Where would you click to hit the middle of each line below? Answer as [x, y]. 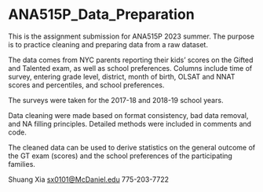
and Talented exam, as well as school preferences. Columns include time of [130, 68]
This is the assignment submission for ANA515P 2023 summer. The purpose [131, 36]
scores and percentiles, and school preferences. [86, 85]
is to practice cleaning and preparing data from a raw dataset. [108, 44]
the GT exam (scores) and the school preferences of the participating [121, 156]
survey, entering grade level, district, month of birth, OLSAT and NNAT [122, 76]
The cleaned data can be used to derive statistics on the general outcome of [132, 147]
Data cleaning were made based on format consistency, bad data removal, [128, 115]
